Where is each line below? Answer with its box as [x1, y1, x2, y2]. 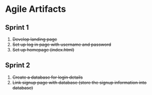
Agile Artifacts [5, 3, 66, 15]
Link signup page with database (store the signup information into [12, 79, 147, 85]
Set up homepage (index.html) [12, 47, 75, 52]
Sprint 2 [5, 61, 31, 70]
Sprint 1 [5, 23, 29, 32]
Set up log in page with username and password [12, 42, 111, 47]
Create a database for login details [12, 74, 83, 80]
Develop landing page [12, 36, 57, 42]
